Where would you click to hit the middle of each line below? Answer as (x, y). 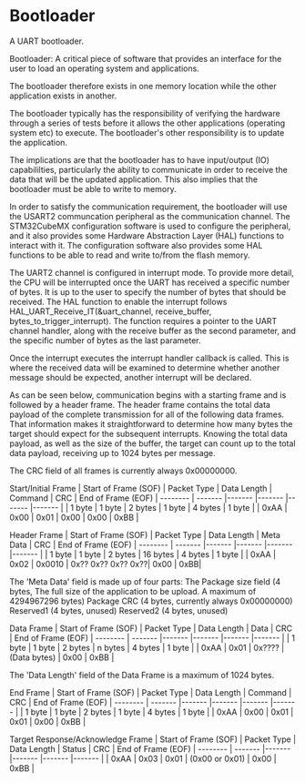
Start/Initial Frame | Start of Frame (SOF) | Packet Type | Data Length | (141, 488)
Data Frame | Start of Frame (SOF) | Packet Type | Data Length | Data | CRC (151, 628)
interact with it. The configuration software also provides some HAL (136, 245)
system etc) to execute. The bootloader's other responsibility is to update (147, 132)
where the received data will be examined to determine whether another (145, 367)
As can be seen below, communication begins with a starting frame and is (148, 395)
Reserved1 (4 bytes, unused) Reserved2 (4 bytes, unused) (119, 610)
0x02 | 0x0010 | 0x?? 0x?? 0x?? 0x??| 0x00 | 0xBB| (106, 564)
